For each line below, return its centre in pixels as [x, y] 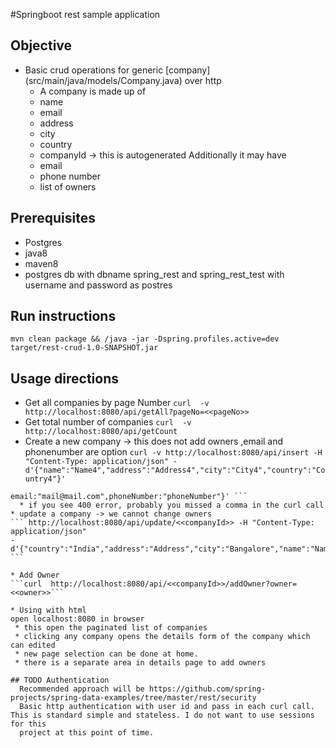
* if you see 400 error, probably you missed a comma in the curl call [172, 505]
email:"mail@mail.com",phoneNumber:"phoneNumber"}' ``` [129, 497]
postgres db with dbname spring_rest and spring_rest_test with [154, 274]
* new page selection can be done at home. [106, 654]
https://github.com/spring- [207, 689]
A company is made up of [93, 91]
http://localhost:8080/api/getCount [101, 432]
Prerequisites [53, 218]
